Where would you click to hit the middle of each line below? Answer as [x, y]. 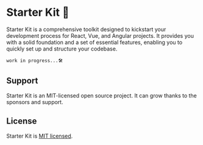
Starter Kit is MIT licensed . [40, 136]
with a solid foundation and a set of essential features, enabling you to [94, 42]
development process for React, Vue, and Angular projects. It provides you [100, 35]
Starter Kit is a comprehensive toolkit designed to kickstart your [86, 29]
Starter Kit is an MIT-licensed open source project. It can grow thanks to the [101, 95]
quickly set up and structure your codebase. [62, 49]
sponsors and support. [35, 102]
